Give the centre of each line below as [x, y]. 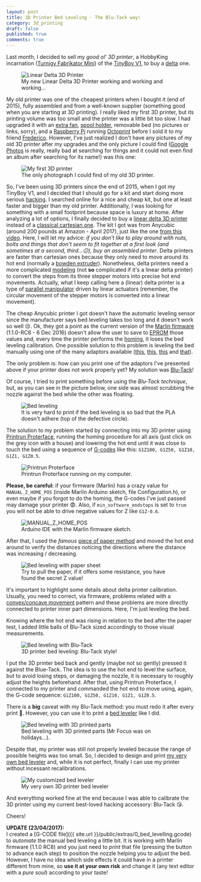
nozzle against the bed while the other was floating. [70, 394]
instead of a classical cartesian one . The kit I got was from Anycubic [91, 225]
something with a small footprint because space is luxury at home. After [95, 212]
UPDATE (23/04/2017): [35, 828]
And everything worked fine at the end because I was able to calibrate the [97, 798]
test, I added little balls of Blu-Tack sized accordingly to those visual [90, 627]
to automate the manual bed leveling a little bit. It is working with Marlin [94, 840]
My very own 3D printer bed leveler [65, 786]
